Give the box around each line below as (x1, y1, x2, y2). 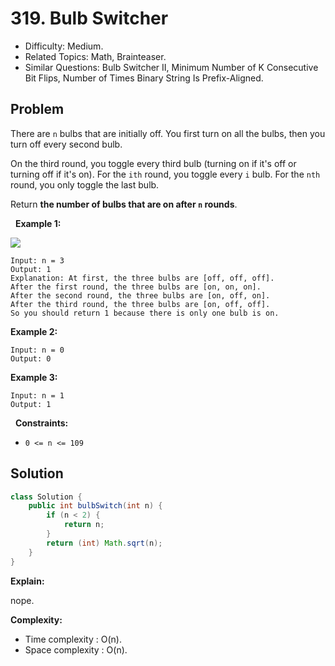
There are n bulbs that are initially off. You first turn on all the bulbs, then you (10, 127, 326, 139)
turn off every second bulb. (10, 138, 123, 150)
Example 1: (14, 217, 62, 229)
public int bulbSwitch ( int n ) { (28, 501, 163, 511)
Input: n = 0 (10, 345, 65, 355)
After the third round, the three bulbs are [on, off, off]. (10, 299, 271, 309)
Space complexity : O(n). (24, 643, 128, 656)
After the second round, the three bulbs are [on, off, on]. (10, 290, 271, 301)
